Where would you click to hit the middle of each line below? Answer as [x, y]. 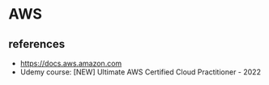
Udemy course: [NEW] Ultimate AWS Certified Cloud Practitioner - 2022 [141, 72]
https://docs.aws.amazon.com [71, 63]
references [37, 44]
